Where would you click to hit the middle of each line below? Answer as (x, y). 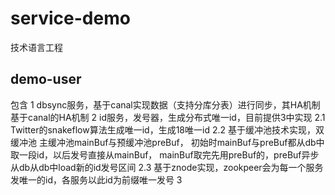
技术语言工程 (36, 47)
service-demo (70, 18)
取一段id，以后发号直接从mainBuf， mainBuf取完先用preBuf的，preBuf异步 (165, 154)
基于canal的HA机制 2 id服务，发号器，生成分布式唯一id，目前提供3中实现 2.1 (168, 117)
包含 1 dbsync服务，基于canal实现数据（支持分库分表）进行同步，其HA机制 (165, 104)
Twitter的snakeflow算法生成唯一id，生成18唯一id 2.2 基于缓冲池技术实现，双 (167, 129)
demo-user (46, 79)
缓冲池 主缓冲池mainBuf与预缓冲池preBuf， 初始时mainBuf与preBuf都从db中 (167, 142)
